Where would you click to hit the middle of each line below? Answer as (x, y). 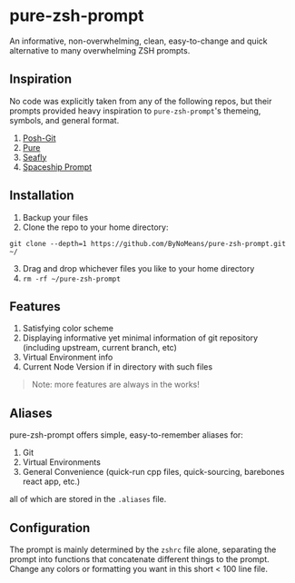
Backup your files (55, 217)
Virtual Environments (62, 462)
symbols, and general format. (64, 120)
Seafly (34, 157)
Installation (42, 196)
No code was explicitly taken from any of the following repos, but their (141, 101)
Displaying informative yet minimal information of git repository (140, 338)
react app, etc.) (51, 481)
